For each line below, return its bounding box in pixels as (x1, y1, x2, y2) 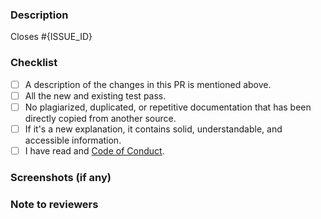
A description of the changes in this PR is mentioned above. (24, 78, 272, 90)
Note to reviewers (10, 197, 99, 211)
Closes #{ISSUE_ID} (10, 31, 93, 43)
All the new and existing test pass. (24, 89, 167, 102)
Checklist (10, 56, 58, 70)
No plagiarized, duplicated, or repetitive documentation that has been (24, 101, 312, 113)
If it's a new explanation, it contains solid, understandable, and (24, 123, 283, 135)
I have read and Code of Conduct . (24, 144, 165, 157)
